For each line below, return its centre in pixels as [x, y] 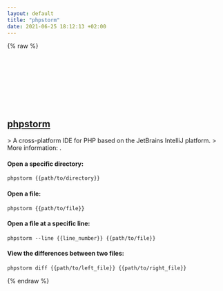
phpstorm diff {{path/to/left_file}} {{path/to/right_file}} [97, 268]
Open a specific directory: [46, 164]
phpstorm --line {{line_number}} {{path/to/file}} [81, 238]
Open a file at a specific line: [49, 224]
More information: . [35, 148]
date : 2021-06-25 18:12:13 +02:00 [57, 26]
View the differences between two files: [66, 254]
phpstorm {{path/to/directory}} [54, 178]
